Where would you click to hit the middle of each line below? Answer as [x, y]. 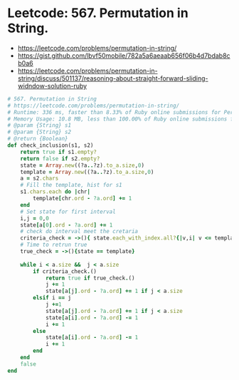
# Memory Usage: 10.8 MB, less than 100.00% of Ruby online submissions [117, 119]
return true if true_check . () [90, 278]
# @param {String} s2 [39, 132]
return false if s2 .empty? [60, 158]
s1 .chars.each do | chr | [55, 192]
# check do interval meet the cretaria [79, 232]
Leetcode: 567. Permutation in [98, 13]
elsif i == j [52, 298]
